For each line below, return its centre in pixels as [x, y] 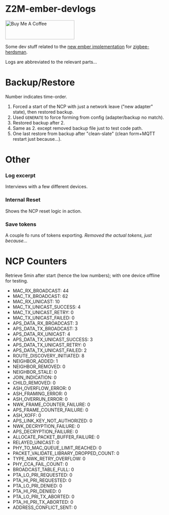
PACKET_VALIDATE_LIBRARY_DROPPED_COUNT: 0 [66, 453]
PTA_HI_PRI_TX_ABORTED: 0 [43, 502]
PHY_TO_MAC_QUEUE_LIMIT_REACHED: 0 [57, 448]
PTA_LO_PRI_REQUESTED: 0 [43, 475]
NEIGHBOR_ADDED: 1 [35, 361]
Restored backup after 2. [39, 122]
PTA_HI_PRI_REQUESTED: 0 [42, 480]
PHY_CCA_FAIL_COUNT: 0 [40, 464]
